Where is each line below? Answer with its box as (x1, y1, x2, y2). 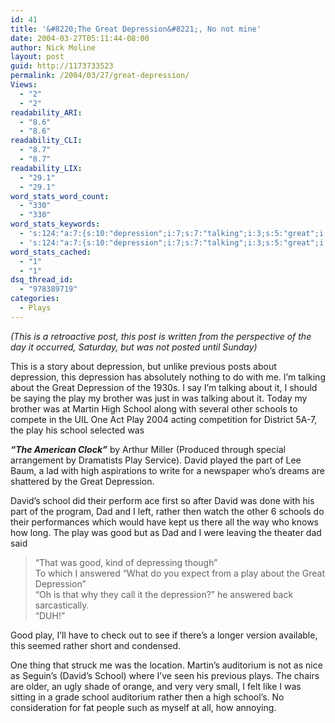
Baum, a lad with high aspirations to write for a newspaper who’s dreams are (10, 464, 325, 476)
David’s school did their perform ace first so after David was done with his (10, 494, 315, 506)
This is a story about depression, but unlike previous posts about (10, 360, 277, 372)
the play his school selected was (10, 424, 145, 436)
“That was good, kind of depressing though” (34, 556, 218, 568)
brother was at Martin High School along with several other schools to (10, 402, 298, 415)
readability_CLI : (10, 136, 83, 146)
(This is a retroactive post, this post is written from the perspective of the (10, 330, 312, 342)
